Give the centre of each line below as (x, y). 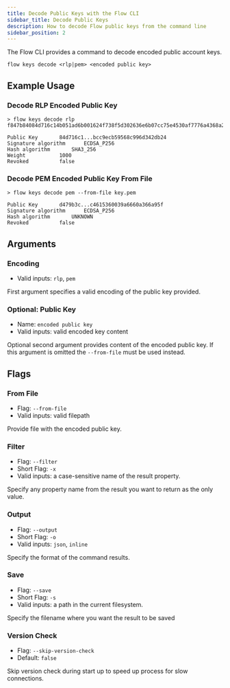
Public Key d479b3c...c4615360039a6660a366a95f (86, 205)
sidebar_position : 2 (37, 33)
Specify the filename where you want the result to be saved (91, 617)
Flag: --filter (37, 462)
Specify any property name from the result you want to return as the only (110, 489)
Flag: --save (34, 590)
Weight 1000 (39, 155)
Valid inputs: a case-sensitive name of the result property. (99, 476)
